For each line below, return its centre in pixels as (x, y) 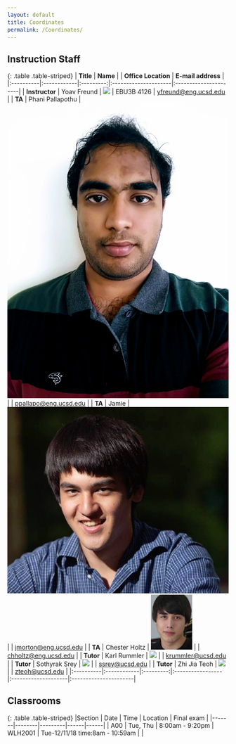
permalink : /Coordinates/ (45, 30)
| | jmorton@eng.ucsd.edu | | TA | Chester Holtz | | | (104, 647)
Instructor (41, 92)
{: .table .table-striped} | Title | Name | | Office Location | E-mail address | (116, 76)
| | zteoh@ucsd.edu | (38, 671)
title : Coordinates (36, 22)
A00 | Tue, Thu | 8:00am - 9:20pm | (162, 725)
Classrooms (34, 701)
